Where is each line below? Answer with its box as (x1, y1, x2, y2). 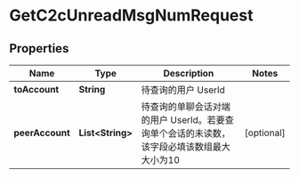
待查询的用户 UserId (141, 84, 225, 96)
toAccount (13, 84, 60, 95)
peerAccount (13, 126, 71, 139)
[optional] (244, 126, 286, 139)
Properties (9, 41, 69, 56)
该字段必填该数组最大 (141, 141, 231, 152)
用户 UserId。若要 (149, 114, 225, 125)
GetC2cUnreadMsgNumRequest (9, 5, 254, 26)
